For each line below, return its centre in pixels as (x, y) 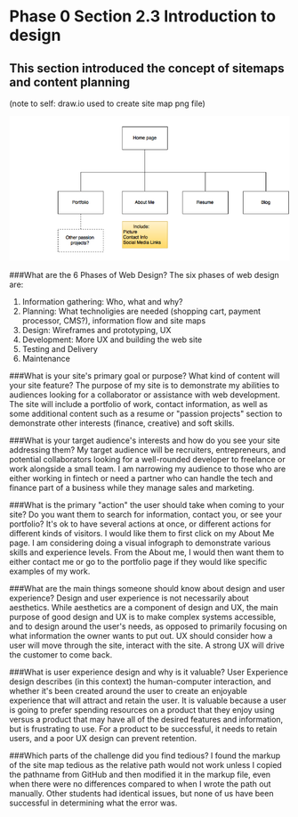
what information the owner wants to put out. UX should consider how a (141, 635)
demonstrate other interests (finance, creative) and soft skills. (122, 423)
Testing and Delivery (60, 348)
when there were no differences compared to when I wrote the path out (140, 784)
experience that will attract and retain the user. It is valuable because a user (148, 700)
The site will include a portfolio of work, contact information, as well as (139, 404)
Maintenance (46, 358)
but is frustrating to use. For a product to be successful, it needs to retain (143, 729)
